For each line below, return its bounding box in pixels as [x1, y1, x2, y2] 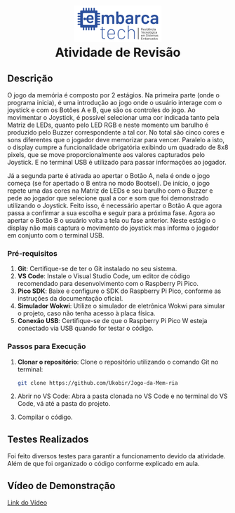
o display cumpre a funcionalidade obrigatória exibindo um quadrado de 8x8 [7, 143, 229, 151]
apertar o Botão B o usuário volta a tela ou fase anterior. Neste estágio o [7, 217, 216, 224]
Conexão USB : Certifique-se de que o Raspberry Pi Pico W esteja [17, 317, 208, 325]
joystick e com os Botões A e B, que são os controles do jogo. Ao [7, 106, 196, 114]
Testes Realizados [7, 433, 89, 445]
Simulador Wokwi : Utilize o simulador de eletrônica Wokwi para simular [17, 302, 226, 310]
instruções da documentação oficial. [17, 294, 123, 303]
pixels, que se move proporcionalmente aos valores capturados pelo [7, 151, 206, 158]
